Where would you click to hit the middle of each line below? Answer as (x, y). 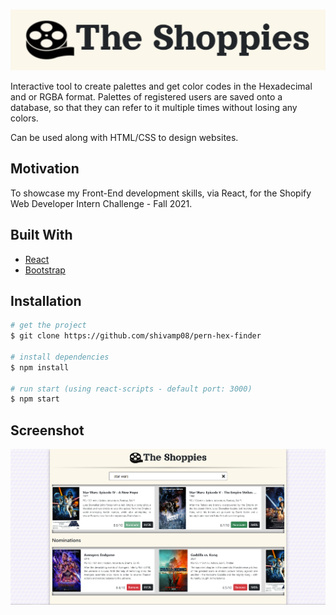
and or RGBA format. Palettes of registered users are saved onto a (146, 96)
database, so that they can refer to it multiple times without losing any (154, 107)
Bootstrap (45, 270)
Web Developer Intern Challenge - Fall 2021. (101, 203)
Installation (46, 300)
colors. (24, 118)
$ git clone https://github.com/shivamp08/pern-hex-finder (136, 336)
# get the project (48, 325)
